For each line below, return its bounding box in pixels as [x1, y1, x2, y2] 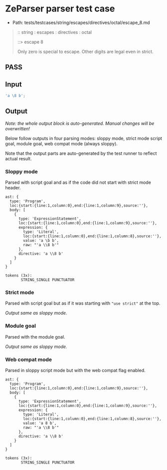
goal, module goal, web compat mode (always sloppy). [5, 140, 118, 146]
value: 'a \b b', [23, 238, 59, 243]
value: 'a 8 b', [23, 421, 57, 426]
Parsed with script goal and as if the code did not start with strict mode [5, 179, 151, 185]
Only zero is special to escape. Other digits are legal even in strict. [17, 48, 154, 54]
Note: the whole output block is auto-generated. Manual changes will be [5, 120, 155, 126]
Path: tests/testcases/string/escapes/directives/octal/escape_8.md [12, 19, 151, 25]
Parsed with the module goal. [5, 334, 66, 340]
